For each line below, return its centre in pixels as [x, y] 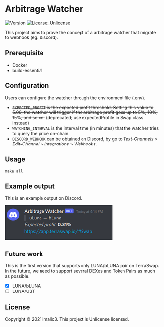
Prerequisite [24, 53]
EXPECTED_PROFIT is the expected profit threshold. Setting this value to [83, 107]
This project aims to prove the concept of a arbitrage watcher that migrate [81, 32]
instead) [21, 123]
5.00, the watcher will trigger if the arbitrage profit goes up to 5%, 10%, [85, 112]
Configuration [27, 86]
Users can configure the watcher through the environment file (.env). [75, 98]
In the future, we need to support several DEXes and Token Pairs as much [80, 271]
